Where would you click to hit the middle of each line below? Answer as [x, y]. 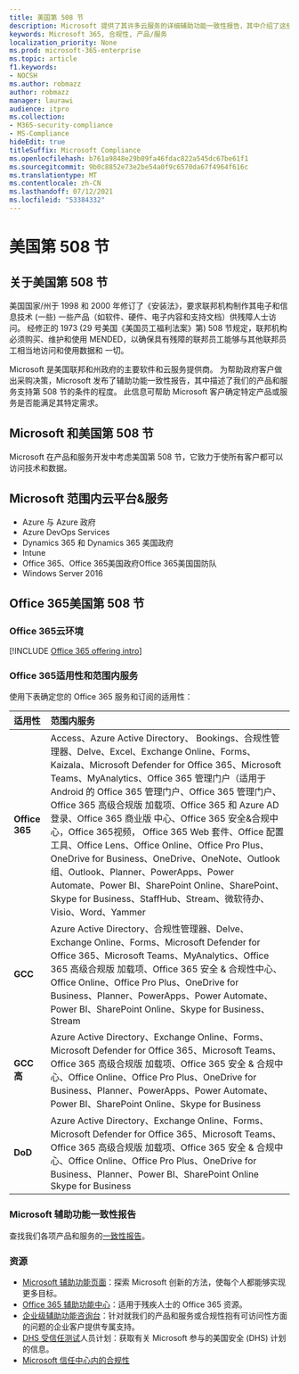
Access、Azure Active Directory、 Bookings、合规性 [161, 739]
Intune [34, 552]
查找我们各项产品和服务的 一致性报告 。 [79, 1236]
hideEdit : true [37, 142]
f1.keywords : [33, 68]
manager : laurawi [41, 100]
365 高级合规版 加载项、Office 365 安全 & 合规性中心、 [166, 969]
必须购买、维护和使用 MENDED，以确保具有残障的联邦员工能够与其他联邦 [144, 339]
